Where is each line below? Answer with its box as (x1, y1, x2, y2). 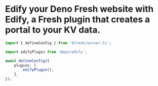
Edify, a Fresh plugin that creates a (5, 14, 150, 25)
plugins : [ (14, 63, 37, 68)
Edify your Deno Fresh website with (5, 3, 154, 15)
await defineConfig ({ (5, 58, 50, 63)
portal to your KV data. (5, 25, 100, 35)
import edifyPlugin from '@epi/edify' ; (5, 49, 87, 55)
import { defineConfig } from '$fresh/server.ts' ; (5, 40, 112, 45)
